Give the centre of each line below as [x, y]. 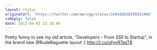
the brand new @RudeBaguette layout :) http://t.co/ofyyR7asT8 [69, 43]
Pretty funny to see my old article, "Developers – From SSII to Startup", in [79, 37]
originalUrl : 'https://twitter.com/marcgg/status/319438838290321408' [79, 14]
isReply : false [21, 19]
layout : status [21, 10]
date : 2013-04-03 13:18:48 [33, 23]
